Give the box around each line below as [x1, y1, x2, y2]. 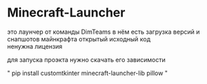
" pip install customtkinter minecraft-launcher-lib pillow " [7, 69, 168, 77]
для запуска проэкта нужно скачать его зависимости [7, 55, 166, 63]
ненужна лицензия [7, 42, 63, 50]
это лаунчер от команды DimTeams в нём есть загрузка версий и [7, 28, 200, 36]
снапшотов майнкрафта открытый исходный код [7, 34, 151, 43]
